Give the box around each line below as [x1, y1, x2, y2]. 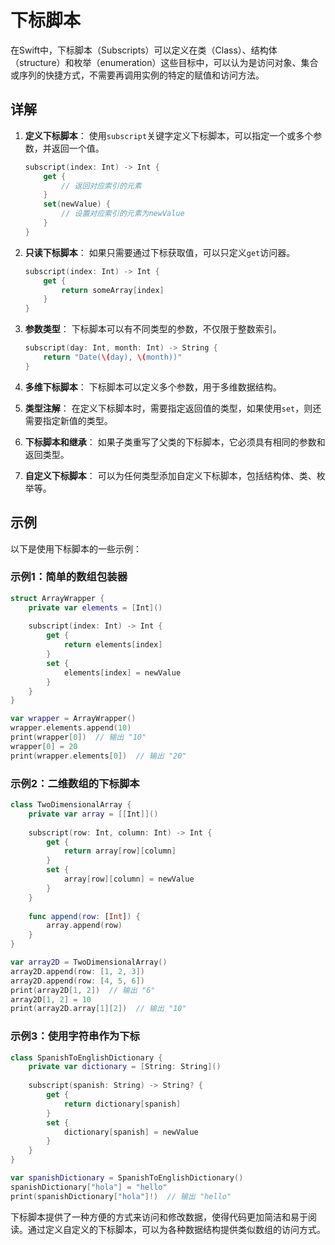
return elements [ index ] [63, 640, 163, 650]
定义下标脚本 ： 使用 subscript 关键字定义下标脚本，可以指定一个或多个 [24, 129, 314, 141]
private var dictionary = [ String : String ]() [28, 1062, 222, 1072]
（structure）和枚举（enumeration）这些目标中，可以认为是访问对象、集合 [10, 56, 319, 68]
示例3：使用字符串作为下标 [10, 1029, 140, 1043]
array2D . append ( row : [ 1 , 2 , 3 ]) [10, 966, 145, 976]
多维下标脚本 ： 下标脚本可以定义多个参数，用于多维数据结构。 [24, 381, 282, 393]
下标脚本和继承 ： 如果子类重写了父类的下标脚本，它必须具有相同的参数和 [24, 436, 326, 448]
